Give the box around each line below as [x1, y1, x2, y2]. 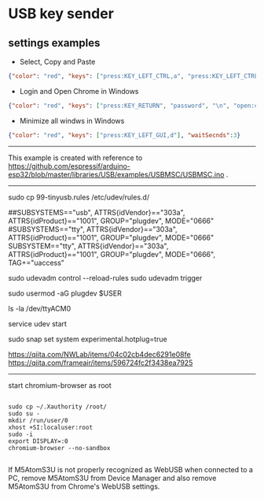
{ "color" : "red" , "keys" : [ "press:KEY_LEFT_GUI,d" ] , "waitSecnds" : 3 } [8, 131, 241, 139]
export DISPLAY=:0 [8, 437, 68, 445]
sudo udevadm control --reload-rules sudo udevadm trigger [8, 273, 203, 282]
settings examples [8, 36, 101, 50]
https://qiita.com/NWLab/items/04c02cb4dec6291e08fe [8, 349, 191, 359]
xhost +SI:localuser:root [8, 423, 93, 431]
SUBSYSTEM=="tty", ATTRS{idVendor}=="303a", [8, 241, 169, 251]
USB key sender [8, 5, 114, 23]
